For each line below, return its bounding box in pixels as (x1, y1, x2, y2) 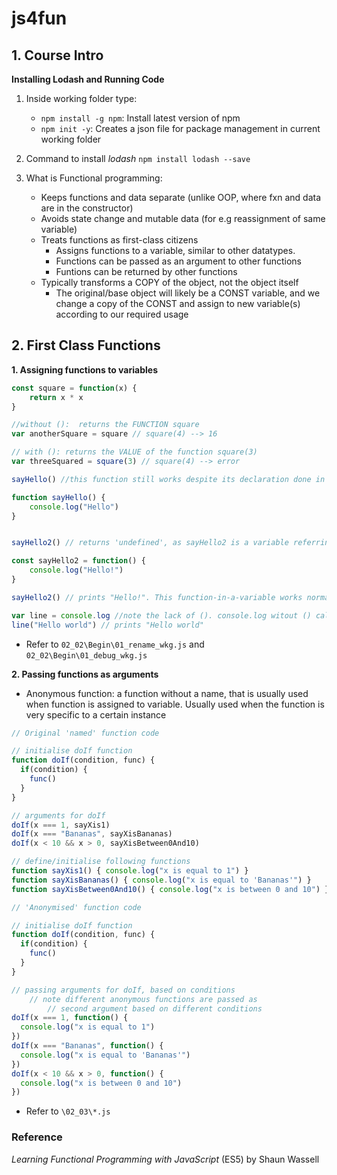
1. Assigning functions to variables (11, 363, 158, 376)
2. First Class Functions (11, 337, 161, 354)
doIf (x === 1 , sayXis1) (11, 820, 111, 830)
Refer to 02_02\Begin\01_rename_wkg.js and (25, 638, 205, 650)
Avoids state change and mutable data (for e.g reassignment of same (40, 213, 326, 224)
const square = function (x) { (11, 383, 138, 393)
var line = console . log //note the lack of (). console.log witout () (11, 610, 312, 621)
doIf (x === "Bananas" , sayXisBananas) (11, 829, 173, 839)
